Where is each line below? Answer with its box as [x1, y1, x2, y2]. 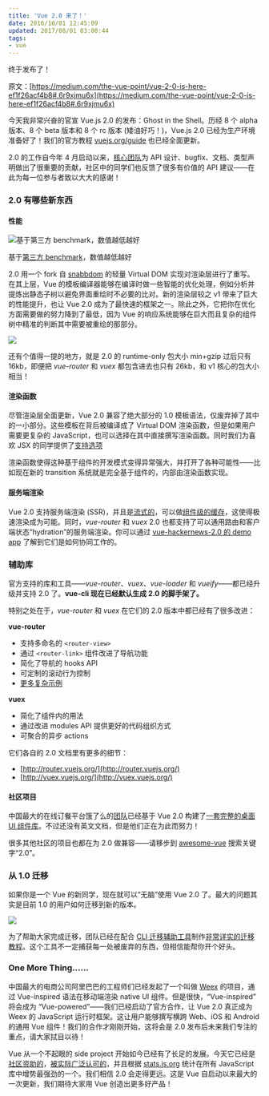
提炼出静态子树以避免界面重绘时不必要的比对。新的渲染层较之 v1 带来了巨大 [8, 289, 258, 299]
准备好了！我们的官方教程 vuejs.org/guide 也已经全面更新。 [8, 135, 205, 145]
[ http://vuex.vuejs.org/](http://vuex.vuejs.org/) [19, 772, 174, 782]
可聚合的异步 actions [19, 731, 89, 740]
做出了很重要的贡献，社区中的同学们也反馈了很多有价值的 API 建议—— [14, 163, 248, 172]
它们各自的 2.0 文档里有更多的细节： [8, 747, 128, 757]
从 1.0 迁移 [8, 870, 49, 881]
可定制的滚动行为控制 [19, 668, 90, 678]
